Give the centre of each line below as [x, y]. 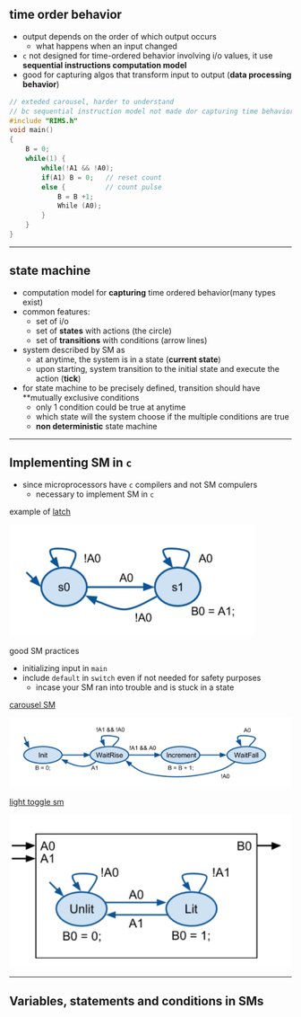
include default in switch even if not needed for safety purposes [142, 677]
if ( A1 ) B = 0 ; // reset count [102, 177]
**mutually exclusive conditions [81, 397]
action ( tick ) [58, 378]
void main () [31, 130]
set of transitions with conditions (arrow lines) [121, 340]
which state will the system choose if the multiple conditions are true [162, 416]
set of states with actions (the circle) [103, 331]
